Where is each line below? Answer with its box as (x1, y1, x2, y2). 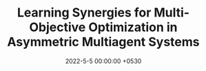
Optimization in (88, 19, 178, 35)
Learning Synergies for (17, 5, 152, 21)
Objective (29, 19, 86, 35)
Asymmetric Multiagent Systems (7, 34, 200, 50)
